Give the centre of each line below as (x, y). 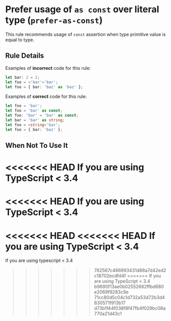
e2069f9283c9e (112, 292)
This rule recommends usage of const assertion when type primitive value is (86, 34)
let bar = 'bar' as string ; (35, 120)
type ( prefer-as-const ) (54, 20)
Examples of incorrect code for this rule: (48, 68)
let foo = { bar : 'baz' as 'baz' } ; (44, 87)
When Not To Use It (36, 145)
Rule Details (25, 56)
